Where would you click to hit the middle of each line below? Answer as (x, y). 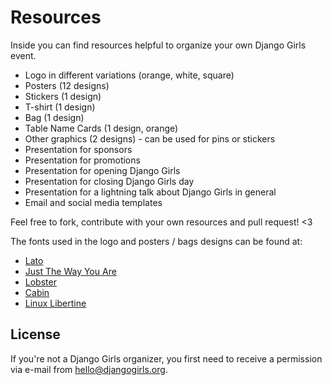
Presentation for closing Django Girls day (109, 181)
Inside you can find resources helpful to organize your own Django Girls (158, 45)
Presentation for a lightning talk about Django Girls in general (150, 192)
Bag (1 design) (54, 117)
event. (23, 55)
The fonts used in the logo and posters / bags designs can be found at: (156, 241)
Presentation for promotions (82, 160)
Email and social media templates (93, 202)
